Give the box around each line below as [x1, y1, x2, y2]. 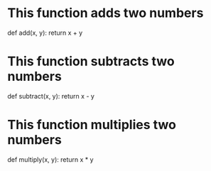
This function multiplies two [7, 117, 176, 133]
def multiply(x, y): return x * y [7, 155, 94, 164]
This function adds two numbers [7, 5, 204, 21]
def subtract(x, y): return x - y [7, 92, 94, 100]
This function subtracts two [7, 53, 175, 70]
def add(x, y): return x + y [7, 28, 83, 37]
